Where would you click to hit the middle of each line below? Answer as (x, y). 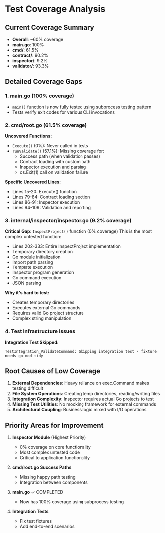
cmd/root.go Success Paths (42, 467)
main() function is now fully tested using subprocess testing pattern (82, 107)
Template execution (33, 267)
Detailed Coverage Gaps (43, 82)
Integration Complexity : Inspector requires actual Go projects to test (83, 399)
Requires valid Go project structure (48, 313)
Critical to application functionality (55, 458)
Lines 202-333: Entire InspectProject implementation (66, 246)
